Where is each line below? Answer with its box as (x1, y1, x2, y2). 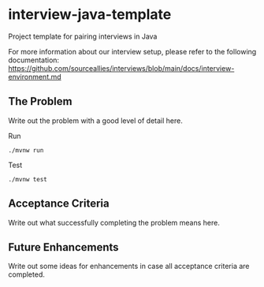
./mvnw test (8, 175, 47, 183)
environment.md (8, 72, 61, 81)
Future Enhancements (8, 240, 120, 254)
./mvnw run (8, 146, 44, 155)
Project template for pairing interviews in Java (8, 32, 158, 41)
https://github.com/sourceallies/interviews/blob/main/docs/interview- (8, 63, 235, 73)
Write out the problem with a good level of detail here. (8, 116, 183, 125)
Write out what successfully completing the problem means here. (8, 218, 221, 227)
